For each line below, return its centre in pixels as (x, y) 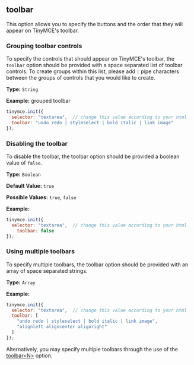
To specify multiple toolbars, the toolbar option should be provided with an (97, 265)
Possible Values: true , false (41, 197)
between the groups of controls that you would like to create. (81, 78)
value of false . (24, 162)
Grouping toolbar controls (44, 46)
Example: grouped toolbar (39, 101)
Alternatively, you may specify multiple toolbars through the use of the (92, 349)
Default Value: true (30, 185)
